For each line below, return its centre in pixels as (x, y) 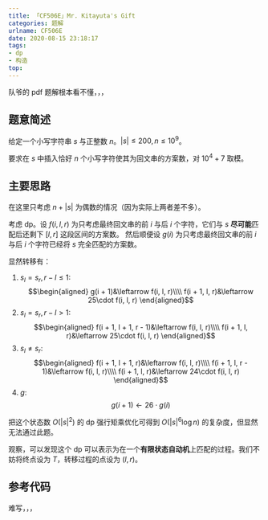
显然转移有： (29, 261)
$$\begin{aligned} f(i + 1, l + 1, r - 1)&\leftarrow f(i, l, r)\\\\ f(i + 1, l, (141, 327)
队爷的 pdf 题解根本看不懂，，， (58, 92)
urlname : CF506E (35, 31)
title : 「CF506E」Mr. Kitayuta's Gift (72, 16)
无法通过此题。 (33, 432)
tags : (17, 46)
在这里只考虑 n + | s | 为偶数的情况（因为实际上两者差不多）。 (107, 207)
